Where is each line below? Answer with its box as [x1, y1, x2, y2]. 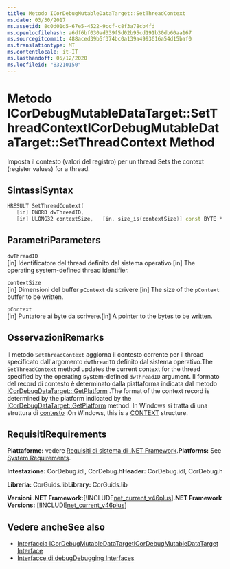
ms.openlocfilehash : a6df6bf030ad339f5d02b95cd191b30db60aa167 [7, 29, 192, 36]
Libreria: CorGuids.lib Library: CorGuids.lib [7, 480, 128, 489]
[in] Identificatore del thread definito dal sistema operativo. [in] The [7, 258, 196, 267]
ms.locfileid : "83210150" [7, 61, 81, 68]
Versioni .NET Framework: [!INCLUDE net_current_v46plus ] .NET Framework [7, 494, 222, 502]
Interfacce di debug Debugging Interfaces [16, 554, 135, 562]
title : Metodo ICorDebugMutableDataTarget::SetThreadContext [7, 10, 186, 17]
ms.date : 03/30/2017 [7, 16, 67, 23]
